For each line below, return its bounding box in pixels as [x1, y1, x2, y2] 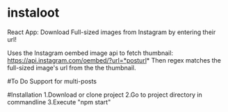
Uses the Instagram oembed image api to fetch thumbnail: [7, 49, 174, 57]
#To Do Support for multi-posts [7, 77, 97, 85]
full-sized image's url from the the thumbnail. [7, 63, 136, 72]
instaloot [7, 5, 60, 21]
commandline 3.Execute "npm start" [7, 97, 111, 106]
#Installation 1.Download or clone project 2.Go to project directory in [7, 90, 203, 99]
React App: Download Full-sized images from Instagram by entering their [7, 28, 216, 36]
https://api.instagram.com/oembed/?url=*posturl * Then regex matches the [7, 56, 221, 64]
